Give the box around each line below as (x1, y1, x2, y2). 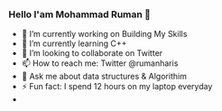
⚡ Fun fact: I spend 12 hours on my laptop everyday (21, 81, 213, 92)
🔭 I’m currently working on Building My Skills (21, 29, 188, 40)
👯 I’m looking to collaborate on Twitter (21, 48, 163, 59)
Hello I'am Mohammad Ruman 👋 (8, 8, 151, 21)
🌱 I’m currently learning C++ (21, 38, 127, 49)
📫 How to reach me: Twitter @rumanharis (21, 58, 179, 69)
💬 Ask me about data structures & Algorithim (21, 71, 187, 82)
